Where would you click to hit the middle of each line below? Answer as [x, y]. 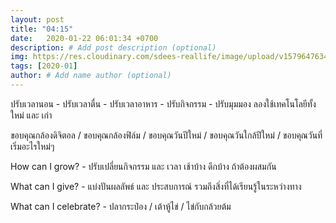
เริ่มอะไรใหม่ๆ [32, 146]
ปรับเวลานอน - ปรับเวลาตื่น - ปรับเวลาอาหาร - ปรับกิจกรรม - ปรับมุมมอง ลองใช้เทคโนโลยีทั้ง [163, 103]
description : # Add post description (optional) [113, 47]
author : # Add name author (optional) [91, 76]
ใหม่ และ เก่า [31, 115]
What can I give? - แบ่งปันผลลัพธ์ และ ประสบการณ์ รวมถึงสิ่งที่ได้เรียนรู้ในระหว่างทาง [156, 186]
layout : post [37, 19]
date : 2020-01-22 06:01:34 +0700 [84, 38]
